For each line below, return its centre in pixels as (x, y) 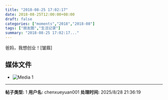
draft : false (19, 19)
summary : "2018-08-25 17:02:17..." (42, 33)
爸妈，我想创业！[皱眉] (29, 48)
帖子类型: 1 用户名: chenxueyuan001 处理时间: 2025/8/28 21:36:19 (73, 92)
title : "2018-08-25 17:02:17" (37, 10)
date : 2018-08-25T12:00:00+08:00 (40, 14)
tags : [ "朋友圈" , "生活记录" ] (33, 28)
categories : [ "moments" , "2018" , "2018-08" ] (50, 24)
